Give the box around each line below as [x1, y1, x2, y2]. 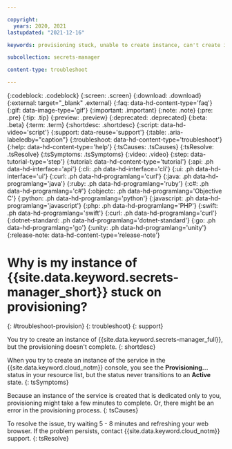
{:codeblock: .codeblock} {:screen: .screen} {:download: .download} [7, 91, 202, 99]
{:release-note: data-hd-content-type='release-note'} [7, 231, 160, 239]
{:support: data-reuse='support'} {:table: [50, 128, 167, 136]
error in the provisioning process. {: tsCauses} [7, 405, 139, 414]
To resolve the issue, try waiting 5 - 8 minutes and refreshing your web [7, 419, 209, 428]
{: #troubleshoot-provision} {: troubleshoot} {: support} [7, 322, 164, 330]
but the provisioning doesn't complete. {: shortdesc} [7, 343, 156, 351]
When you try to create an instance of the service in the [7, 356, 166, 364]
